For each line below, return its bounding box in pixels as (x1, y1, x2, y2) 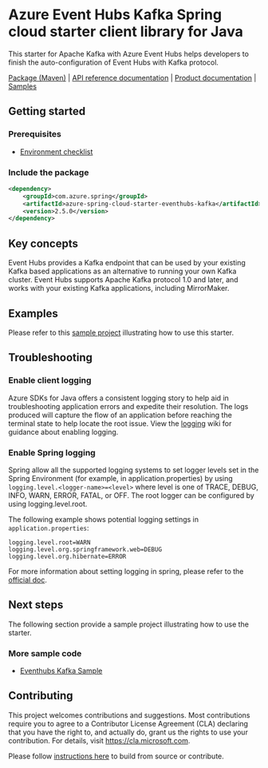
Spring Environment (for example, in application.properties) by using (8, 473, 233, 483)
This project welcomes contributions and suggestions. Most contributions (8, 710, 250, 720)
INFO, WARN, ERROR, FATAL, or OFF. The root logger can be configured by (8, 490, 255, 500)
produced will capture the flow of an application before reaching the (8, 410, 233, 420)
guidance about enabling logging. (8, 427, 119, 436)
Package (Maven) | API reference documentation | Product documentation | (8, 73, 257, 82)
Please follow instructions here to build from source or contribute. (8, 751, 225, 761)
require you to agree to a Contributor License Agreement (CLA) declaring (8, 718, 249, 728)
